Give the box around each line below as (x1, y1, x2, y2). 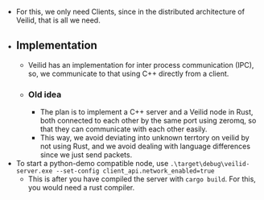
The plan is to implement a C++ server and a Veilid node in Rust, (39, 107, 254, 117)
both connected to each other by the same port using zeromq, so (39, 116, 257, 126)
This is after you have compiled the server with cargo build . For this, (27, 174, 256, 184)
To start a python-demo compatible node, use (15, 159, 169, 169)
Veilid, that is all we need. (15, 15, 101, 25)
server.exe (15, 167, 53, 176)
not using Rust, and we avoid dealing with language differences (39, 141, 251, 152)
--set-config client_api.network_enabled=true (56, 167, 215, 176)
